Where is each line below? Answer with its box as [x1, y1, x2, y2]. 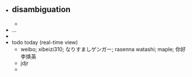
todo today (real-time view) [11, 38, 78, 45]
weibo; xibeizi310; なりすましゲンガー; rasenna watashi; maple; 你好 [20, 45, 186, 52]
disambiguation [11, 5, 71, 15]
